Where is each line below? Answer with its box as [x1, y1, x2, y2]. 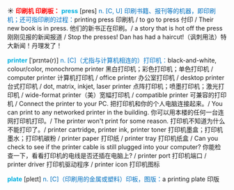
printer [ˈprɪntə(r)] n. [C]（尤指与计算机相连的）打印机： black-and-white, [7, 56, 217, 64]
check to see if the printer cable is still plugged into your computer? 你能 [7, 143, 215, 151]
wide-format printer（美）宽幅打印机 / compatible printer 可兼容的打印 [24, 91, 227, 99]
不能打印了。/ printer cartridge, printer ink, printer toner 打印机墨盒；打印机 [7, 126, 224, 134]
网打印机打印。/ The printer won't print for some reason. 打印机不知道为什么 [7, 117, 226, 125]
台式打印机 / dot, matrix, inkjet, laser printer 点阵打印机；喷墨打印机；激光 [7, 83, 219, 90]
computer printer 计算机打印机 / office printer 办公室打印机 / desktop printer [7, 74, 225, 82]
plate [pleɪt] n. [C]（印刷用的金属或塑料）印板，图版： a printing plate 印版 [7, 175, 219, 183]
